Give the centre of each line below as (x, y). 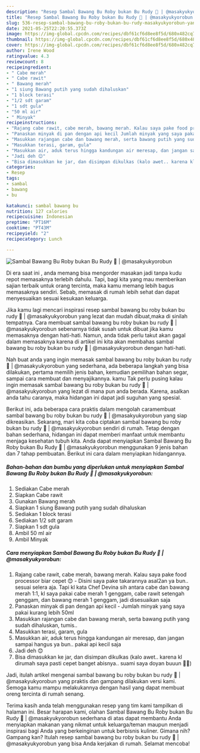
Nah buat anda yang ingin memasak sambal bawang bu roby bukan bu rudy (99, 359)
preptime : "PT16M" (29, 222)
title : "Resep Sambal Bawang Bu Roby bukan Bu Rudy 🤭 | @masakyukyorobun (100, 17)
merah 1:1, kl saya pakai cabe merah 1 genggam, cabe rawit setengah (99, 593)
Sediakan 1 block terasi (43, 514)
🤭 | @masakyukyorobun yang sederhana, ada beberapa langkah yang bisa (97, 365)
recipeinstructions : (32, 123)
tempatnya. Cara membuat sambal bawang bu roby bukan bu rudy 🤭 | (92, 322)
